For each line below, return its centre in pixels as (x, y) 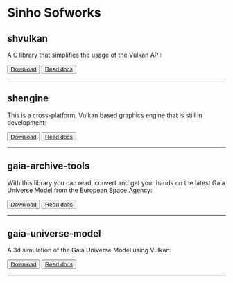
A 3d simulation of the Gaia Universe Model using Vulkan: (89, 250)
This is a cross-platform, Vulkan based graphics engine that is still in (105, 115)
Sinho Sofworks (54, 13)
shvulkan (28, 38)
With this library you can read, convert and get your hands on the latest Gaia (116, 182)
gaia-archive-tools (49, 166)
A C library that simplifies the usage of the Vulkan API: (85, 55)
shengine (28, 98)
